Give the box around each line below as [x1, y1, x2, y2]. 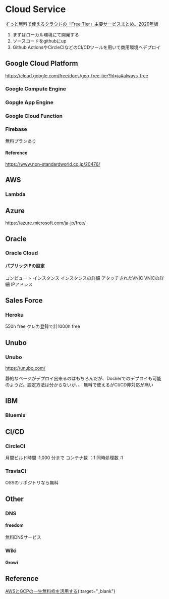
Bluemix [5, 412, 26, 419]
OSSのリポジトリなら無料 [5, 480, 59, 486]
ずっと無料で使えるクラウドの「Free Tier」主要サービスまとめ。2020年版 [5, 21, 159, 27]
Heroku [5, 311, 24, 318]
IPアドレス [11, 281, 33, 287]
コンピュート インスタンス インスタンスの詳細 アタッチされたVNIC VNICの [5, 275, 160, 281]
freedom [5, 522, 24, 528]
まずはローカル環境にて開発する [12, 31, 79, 37]
